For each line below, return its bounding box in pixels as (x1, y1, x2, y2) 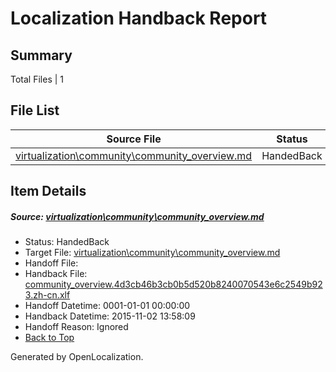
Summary (10, 47, 73, 64)
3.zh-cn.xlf (24, 289, 71, 301)
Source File (106, 132, 162, 146)
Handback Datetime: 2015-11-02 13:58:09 (24, 310, 196, 322)
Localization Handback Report (10, 7, 268, 30)
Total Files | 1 (10, 73, 64, 85)
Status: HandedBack (24, 236, 110, 248)
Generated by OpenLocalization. (10, 351, 144, 363)
